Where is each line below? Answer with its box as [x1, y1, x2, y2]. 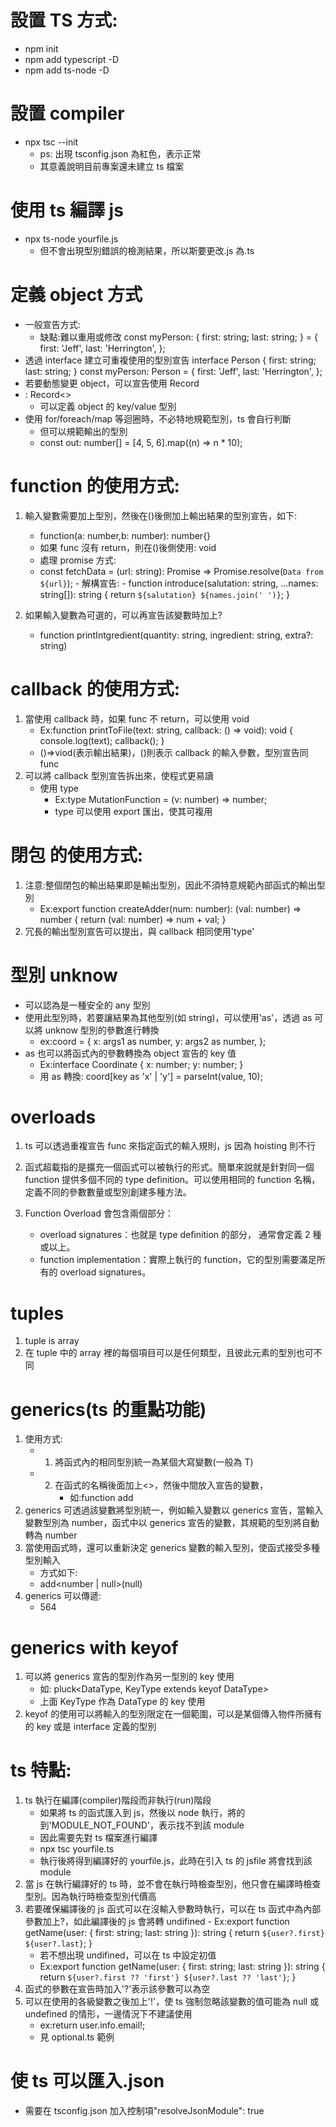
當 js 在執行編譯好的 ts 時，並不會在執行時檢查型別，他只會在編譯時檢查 [24, 1878, 322, 1890]
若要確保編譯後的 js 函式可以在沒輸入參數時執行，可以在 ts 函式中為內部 [24, 1903, 322, 1915]
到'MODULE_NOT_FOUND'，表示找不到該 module [39, 1819, 245, 1831]
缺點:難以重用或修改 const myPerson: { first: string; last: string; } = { [39, 331, 318, 343]
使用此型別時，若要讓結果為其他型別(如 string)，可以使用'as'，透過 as [24, 1011, 313, 1023]
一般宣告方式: [24, 318, 81, 330]
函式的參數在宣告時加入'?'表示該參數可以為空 [24, 1983, 211, 1995]
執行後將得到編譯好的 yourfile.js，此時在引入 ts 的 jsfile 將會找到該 [39, 1855, 313, 1867]
